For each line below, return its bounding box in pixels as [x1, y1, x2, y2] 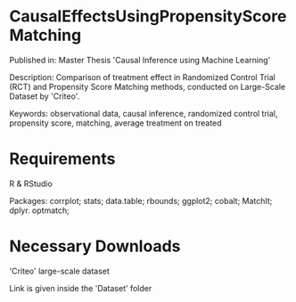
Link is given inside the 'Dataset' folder [9, 282, 152, 293]
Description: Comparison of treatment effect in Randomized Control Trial [9, 71, 276, 82]
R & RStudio [9, 178, 53, 189]
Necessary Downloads [9, 236, 181, 257]
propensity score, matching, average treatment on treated [9, 118, 222, 128]
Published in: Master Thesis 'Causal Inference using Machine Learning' [9, 54, 271, 65]
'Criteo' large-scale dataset [9, 265, 110, 276]
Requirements [9, 149, 116, 169]
